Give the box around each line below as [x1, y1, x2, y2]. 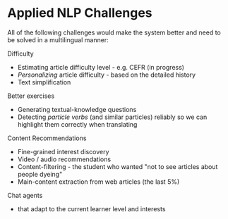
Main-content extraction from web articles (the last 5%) [17, 177, 180, 186]
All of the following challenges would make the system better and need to [7, 28, 221, 37]
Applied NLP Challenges [7, 5, 153, 21]
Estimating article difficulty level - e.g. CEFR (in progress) [17, 63, 185, 71]
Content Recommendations [7, 134, 87, 142]
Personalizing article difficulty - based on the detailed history [17, 70, 196, 79]
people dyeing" [17, 170, 63, 178]
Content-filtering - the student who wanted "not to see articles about [17, 162, 218, 170]
